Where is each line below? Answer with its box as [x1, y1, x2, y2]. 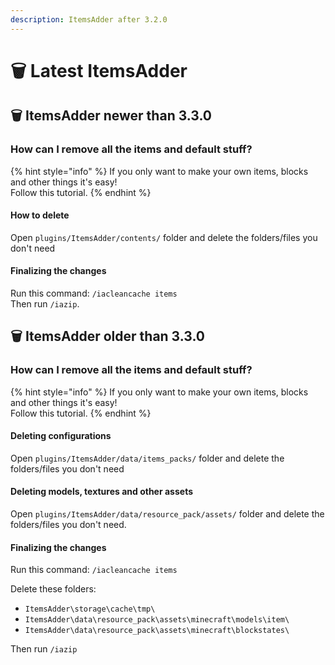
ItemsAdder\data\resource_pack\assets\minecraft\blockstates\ [24, 626, 290, 636]
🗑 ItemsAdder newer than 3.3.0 [10, 107, 212, 125]
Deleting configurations [10, 430, 112, 442]
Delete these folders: [10, 583, 97, 595]
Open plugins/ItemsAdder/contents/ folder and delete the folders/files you [10, 231, 318, 243]
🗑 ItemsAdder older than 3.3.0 [10, 328, 205, 345]
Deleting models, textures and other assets [10, 486, 193, 498]
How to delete [10, 209, 70, 221]
